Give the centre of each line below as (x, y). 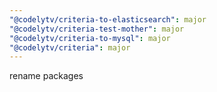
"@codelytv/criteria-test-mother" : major (97, 29)
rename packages (46, 76)
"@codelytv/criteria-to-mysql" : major (90, 38)
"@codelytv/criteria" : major (70, 47)
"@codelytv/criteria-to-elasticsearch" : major (108, 19)
